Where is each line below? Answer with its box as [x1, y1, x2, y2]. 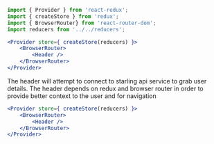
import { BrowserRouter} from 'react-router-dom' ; [7, 19, 157, 26]
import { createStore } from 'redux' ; [7, 13, 119, 20]
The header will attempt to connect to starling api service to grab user [7, 77, 207, 85]
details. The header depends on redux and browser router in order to [7, 84, 204, 93]
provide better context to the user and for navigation [7, 91, 157, 100]
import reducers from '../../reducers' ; [7, 26, 126, 33]
